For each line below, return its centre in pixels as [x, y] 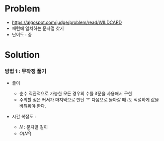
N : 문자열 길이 [34, 127]
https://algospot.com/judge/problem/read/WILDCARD [67, 22]
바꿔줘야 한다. [33, 106]
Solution [22, 55]
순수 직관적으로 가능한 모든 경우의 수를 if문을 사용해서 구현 [76, 94]
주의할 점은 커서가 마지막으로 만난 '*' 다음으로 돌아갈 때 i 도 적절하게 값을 [89, 100]
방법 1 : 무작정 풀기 [26, 71]
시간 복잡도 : [24, 117]
